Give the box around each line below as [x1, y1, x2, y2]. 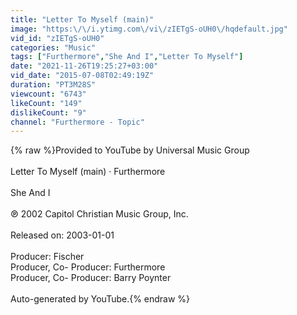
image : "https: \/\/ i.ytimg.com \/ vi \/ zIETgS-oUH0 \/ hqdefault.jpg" [10, 24, 288, 34]
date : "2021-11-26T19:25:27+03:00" [10, 61, 159, 71]
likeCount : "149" [10, 98, 83, 108]
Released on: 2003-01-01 [10, 229, 115, 241]
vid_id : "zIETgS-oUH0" [10, 33, 105, 43]
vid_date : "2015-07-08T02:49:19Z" [10, 71, 155, 81]
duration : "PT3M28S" [10, 80, 97, 90]
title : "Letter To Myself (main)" [10, 14, 155, 25]
